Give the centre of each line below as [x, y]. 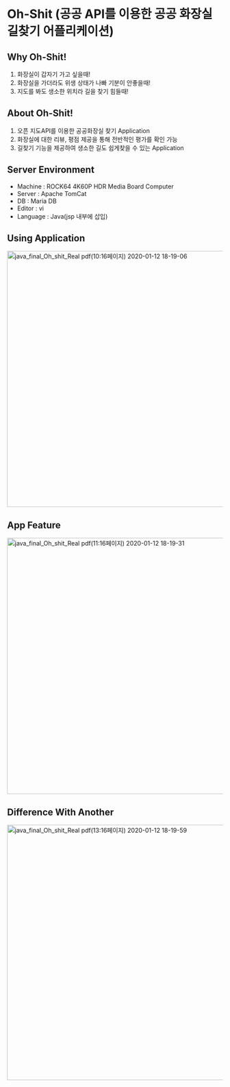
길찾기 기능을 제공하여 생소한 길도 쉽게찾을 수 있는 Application [100, 147]
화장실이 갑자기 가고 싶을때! [54, 74]
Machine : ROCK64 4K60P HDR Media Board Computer [95, 186]
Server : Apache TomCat [52, 193]
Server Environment [51, 170]
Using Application [46, 238]
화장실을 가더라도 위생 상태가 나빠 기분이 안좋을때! [84, 83]
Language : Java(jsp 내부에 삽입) [62, 216]
